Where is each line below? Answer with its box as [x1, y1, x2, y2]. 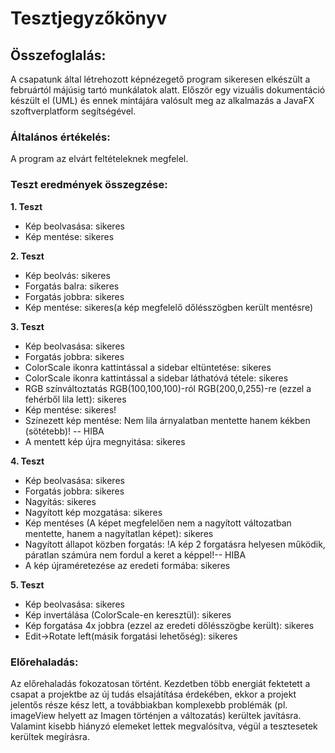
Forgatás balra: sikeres [24, 280, 120, 292]
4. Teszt [10, 455, 45, 467]
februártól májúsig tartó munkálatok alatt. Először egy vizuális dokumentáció [10, 84, 326, 96]
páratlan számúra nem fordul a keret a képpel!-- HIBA [24, 548, 247, 561]
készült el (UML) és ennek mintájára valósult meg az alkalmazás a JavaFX [10, 95, 315, 106]
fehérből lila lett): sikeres [24, 393, 127, 405]
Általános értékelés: [10, 130, 111, 144]
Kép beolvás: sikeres [24, 269, 111, 281]
